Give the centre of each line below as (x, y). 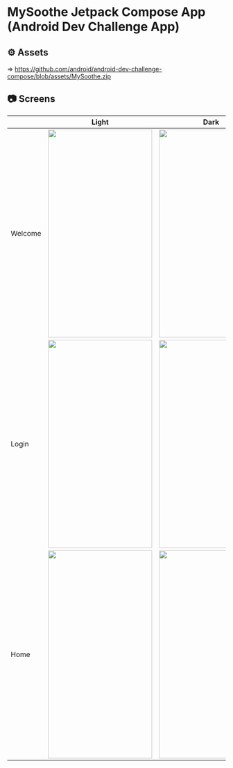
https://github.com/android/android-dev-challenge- (88, 69)
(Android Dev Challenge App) (94, 27)
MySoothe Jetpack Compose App (106, 12)
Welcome (26, 233)
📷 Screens (31, 99)
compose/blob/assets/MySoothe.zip (59, 76)
